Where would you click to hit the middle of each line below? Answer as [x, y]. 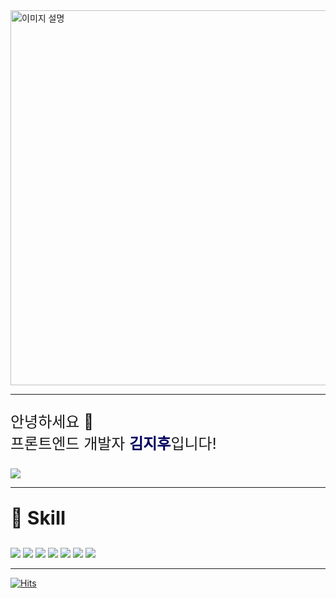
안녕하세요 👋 [52, 421]
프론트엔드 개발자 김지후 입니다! [113, 443]
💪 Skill [38, 517]
